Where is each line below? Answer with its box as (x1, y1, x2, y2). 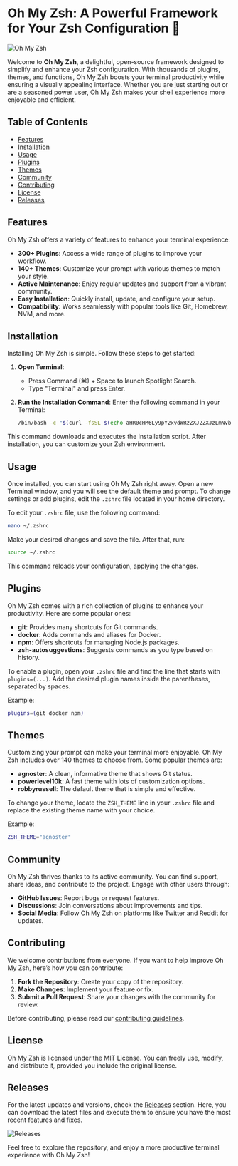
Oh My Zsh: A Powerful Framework (7, 5, 218, 21)
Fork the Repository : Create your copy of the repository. (17, 977, 184, 986)
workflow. (17, 257, 47, 265)
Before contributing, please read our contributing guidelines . (7, 1013, 185, 1022)
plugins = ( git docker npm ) (7, 709, 84, 717)
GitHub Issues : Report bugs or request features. (17, 894, 160, 902)
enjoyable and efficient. (7, 95, 77, 104)
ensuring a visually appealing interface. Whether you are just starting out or (7, 80, 229, 88)
